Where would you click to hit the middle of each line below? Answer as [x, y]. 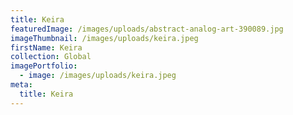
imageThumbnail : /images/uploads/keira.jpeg [104, 38]
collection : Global [51, 57]
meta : [21, 85]
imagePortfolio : [44, 66]
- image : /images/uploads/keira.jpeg [98, 76]
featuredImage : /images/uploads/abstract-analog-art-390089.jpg [147, 29]
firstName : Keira [46, 47]
